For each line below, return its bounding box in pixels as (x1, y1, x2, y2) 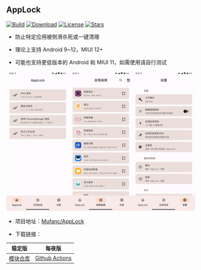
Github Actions (35, 254, 72, 262)
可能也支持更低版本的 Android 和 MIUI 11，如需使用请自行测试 (14, 58, 167, 65)
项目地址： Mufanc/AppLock (14, 217, 85, 224)
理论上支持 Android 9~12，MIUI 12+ (14, 46, 103, 53)
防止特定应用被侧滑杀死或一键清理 (14, 33, 100, 40)
